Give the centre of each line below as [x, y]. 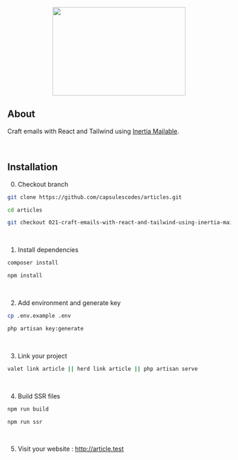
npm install [25, 276]
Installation [33, 167]
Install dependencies [48, 250]
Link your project [42, 356]
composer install [33, 263]
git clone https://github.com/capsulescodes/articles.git [95, 197]
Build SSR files [39, 396]
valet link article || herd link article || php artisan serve [103, 369]
